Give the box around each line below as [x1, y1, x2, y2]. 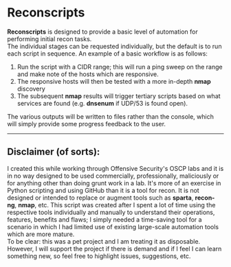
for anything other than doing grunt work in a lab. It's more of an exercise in [7, 178, 221, 187]
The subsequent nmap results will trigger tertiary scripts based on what [16, 91, 221, 100]
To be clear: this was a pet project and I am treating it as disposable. [7, 237, 201, 245]
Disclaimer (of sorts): [7, 146, 100, 158]
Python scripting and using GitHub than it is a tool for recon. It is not [7, 186, 199, 194]
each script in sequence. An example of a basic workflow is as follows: [7, 49, 208, 58]
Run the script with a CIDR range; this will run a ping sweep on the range [16, 62, 223, 71]
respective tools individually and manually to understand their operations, [7, 208, 215, 216]
